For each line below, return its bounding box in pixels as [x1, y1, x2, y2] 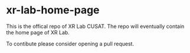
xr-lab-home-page [6, 3, 100, 17]
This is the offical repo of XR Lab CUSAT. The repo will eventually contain [6, 23, 185, 30]
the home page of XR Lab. [6, 29, 70, 36]
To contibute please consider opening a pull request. [6, 40, 135, 47]
